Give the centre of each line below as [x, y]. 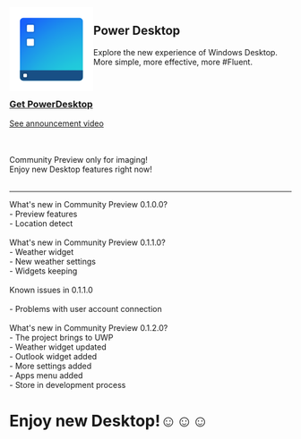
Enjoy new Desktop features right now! [81, 169]
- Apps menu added [46, 376]
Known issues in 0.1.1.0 [52, 290]
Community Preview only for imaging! [78, 160]
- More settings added [51, 366]
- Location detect [41, 224]
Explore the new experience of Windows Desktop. [185, 52]
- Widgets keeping [43, 271]
